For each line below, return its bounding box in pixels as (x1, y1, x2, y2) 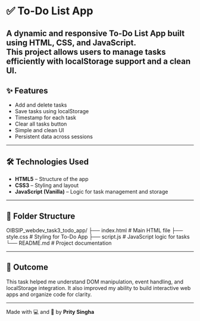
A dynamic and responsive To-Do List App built (6, 28, 185, 38)
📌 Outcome (6, 262, 49, 272)
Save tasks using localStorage (14, 108, 89, 115)
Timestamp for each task (14, 114, 76, 121)
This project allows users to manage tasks (6, 46, 166, 57)
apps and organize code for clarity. (6, 291, 92, 298)
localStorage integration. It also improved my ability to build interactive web (6, 284, 191, 291)
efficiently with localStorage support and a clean (6, 56, 191, 66)
